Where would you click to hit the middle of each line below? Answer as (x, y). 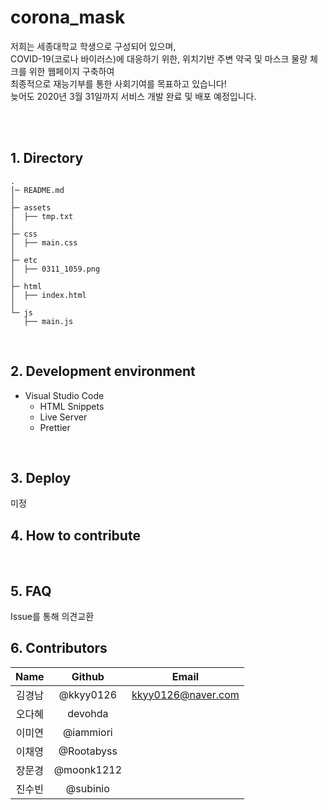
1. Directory (47, 158)
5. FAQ (31, 591)
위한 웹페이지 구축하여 (71, 71)
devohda (88, 713)
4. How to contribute (75, 535)
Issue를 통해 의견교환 (52, 616)
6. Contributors (59, 648)
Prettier (55, 427)
